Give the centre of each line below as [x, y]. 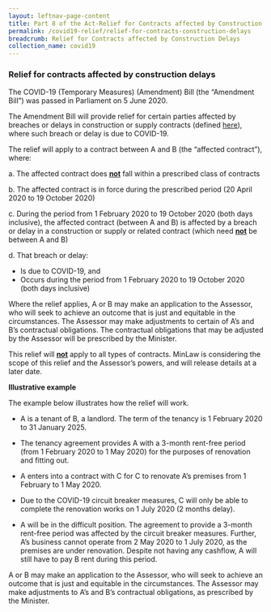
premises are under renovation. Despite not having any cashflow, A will [138, 551]
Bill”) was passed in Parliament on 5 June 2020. [88, 101]
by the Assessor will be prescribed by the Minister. [93, 338]
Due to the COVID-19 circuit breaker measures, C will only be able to [134, 501]
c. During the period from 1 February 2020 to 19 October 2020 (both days [131, 214]
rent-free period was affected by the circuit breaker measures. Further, [138, 533]
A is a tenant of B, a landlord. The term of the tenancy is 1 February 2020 [141, 419]
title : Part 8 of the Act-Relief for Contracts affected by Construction [135, 24]
